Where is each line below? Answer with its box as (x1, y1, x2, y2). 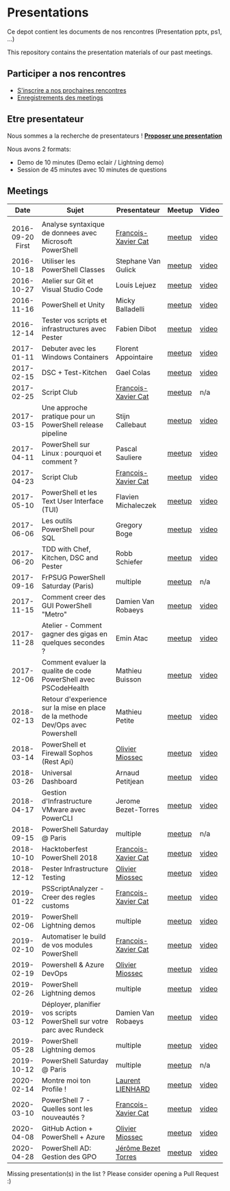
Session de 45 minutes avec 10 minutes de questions (16, 165, 167, 173)
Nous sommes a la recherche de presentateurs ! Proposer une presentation (7, 132, 222, 140)
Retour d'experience (41, 695, 107, 704)
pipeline (41, 429, 67, 438)
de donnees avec (41, 228, 97, 238)
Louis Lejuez (115, 280, 157, 290)
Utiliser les (41, 256, 76, 266)
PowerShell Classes (41, 265, 105, 275)
